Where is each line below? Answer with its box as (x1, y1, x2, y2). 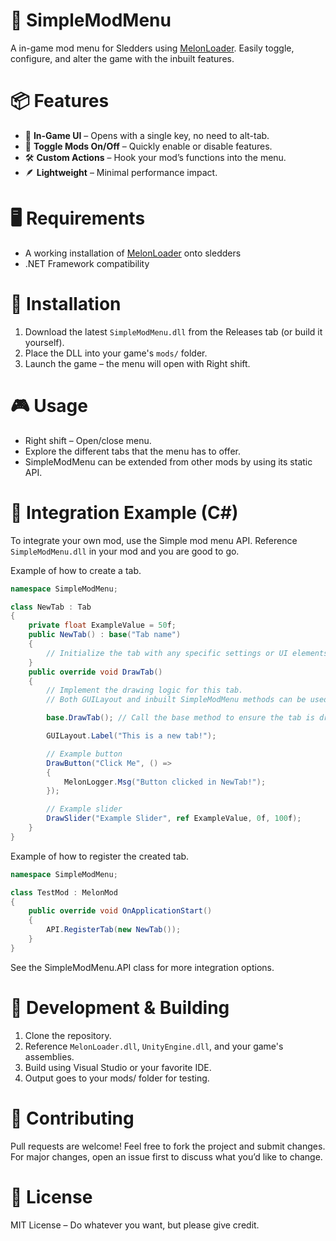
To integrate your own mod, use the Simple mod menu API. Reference (10, 534, 298, 546)
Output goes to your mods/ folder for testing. (24, 1072, 210, 1084)
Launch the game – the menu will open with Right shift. (24, 357, 251, 369)
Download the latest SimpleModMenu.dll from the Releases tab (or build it (24, 325, 323, 338)
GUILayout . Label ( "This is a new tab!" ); (46, 731, 217, 741)
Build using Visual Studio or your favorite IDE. (24, 1061, 212, 1073)
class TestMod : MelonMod (10, 887, 118, 898)
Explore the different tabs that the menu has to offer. (24, 445, 241, 457)
